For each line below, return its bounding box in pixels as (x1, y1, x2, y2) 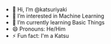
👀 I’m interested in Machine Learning (12, 12, 105, 20)
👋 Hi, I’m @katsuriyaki (12, 6, 67, 13)
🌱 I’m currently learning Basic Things (12, 19, 105, 26)
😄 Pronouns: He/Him (12, 25, 66, 32)
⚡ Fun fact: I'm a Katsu (12, 32, 69, 39)
